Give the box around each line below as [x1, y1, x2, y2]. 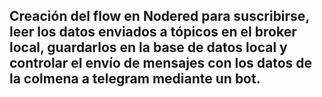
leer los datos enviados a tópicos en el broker [9, 24, 297, 41]
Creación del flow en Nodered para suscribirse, [9, 8, 310, 25]
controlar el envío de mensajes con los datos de [9, 55, 313, 72]
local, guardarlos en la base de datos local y [9, 39, 288, 56]
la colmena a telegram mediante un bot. [9, 70, 261, 88]
